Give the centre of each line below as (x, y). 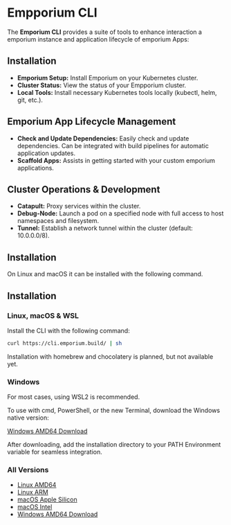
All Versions (28, 470)
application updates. (46, 153)
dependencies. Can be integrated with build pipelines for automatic (113, 145)
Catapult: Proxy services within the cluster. (79, 206)
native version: (28, 418)
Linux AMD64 (37, 485)
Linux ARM (33, 492)
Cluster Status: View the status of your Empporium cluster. (102, 85)
